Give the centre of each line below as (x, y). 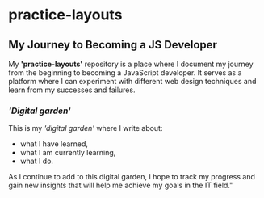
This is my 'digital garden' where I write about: (86, 128)
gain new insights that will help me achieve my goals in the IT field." (121, 185)
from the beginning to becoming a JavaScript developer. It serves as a (125, 73)
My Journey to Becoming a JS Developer (113, 45)
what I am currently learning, (68, 153)
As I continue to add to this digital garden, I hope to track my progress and (132, 177)
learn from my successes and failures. (72, 90)
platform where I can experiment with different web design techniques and (132, 81)
